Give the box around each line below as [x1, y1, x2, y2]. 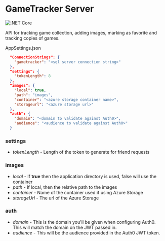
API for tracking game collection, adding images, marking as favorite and [5, 29, 157, 36]
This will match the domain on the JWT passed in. [12, 224, 117, 230]
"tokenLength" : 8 [14, 74, 51, 79]
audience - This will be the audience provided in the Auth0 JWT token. [12, 229, 160, 236]
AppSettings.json [5, 45, 42, 51]
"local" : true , [14, 88, 47, 93]
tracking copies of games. [5, 35, 60, 41]
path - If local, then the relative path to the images [12, 184, 117, 190]
